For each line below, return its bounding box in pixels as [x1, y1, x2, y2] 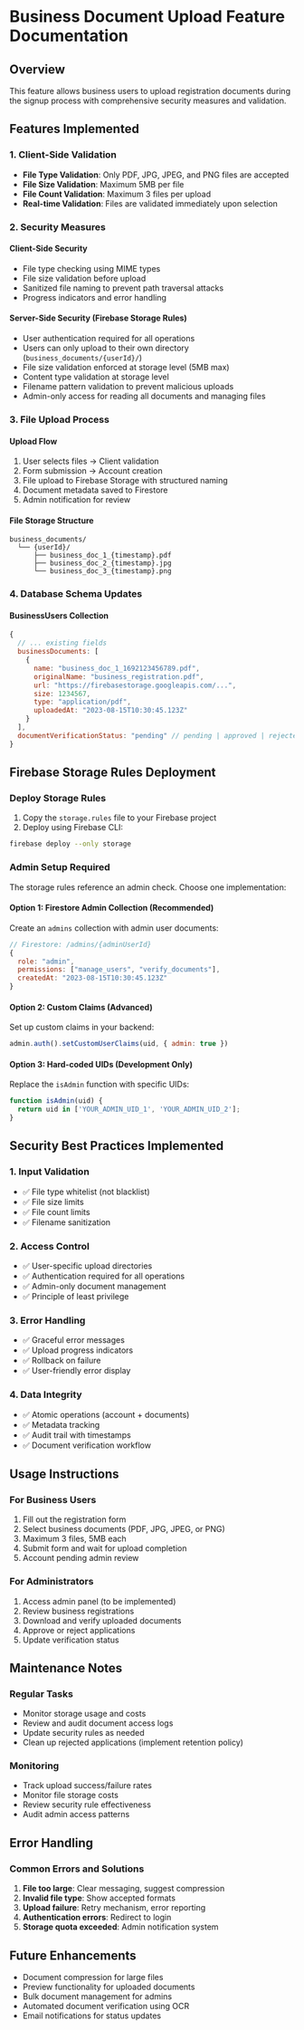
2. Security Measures [9, 220, 106, 233]
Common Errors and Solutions [9, 1862, 145, 1875]
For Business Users [9, 1493, 97, 1506]
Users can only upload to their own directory [22, 342, 190, 354]
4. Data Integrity [9, 1388, 83, 1401]
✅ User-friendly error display [22, 1365, 131, 1376]
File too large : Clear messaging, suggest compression [22, 1883, 225, 1894]
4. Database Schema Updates [9, 588, 143, 600]
